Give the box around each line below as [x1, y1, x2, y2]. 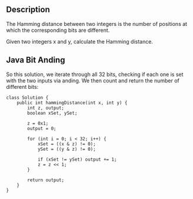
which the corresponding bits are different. [6, 26, 110, 34]
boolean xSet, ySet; [27, 110, 78, 116]
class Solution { [6, 94, 49, 101]
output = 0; [27, 125, 57, 131]
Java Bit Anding [6, 55, 65, 65]
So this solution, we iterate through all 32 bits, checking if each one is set [6, 71, 184, 78]
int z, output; [27, 105, 65, 111]
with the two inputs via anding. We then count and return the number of [6, 77, 179, 84]
